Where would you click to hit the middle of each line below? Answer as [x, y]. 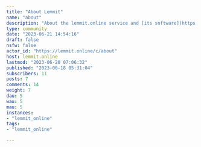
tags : [13, 124]
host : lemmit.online [32, 57]
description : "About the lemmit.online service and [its [79, 23]
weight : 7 [19, 90]
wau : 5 [14, 101]
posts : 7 [17, 79]
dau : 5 [14, 96]
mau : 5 [14, 107]
